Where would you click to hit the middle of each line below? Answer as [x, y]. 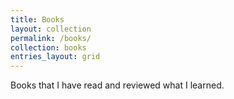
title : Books [37, 19]
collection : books [48, 47]
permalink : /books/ [51, 38]
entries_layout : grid [55, 57]
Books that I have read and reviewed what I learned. [117, 85]
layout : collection [51, 29]
